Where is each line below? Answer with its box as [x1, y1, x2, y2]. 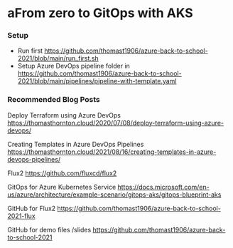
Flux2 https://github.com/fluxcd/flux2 [7, 169, 117, 177]
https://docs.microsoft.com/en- [117, 182, 210, 191]
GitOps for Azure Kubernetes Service [7, 182, 116, 191]
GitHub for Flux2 [7, 204, 56, 212]
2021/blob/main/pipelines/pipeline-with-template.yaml [17, 77, 177, 86]
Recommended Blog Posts [7, 95, 101, 105]
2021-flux [7, 212, 36, 220]
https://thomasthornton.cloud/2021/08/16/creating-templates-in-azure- [7, 148, 217, 156]
